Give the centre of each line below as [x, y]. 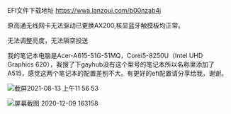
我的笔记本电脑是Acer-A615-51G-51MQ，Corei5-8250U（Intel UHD [105, 56]
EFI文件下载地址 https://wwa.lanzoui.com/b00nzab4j [84, 10]
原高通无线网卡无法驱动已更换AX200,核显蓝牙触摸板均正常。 [96, 25]
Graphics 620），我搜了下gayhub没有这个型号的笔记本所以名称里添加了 [111, 64]
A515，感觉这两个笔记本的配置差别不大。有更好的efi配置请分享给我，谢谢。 [118, 73]
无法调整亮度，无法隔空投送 [48, 40]
